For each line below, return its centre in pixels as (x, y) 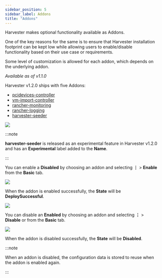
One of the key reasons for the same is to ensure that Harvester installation (80, 42)
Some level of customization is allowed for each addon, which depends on (79, 62)
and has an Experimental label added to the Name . (56, 149)
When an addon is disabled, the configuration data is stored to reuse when (80, 258)
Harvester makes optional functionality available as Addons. (65, 33)
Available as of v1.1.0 (26, 76)
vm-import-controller (33, 100)
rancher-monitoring (32, 105)
